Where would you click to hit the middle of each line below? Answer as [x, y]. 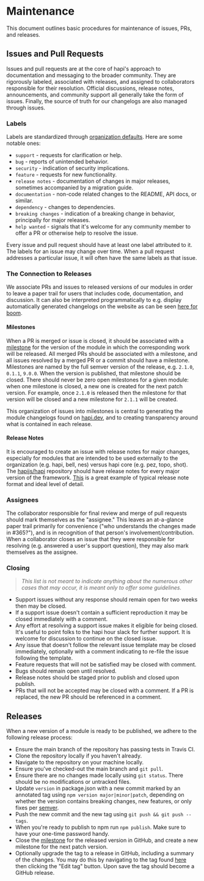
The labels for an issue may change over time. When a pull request [90, 251]
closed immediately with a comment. [61, 619]
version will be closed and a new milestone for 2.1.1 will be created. [92, 399]
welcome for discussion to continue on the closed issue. [86, 639]
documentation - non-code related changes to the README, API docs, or [106, 194]
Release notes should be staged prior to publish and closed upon [97, 677]
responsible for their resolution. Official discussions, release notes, [90, 88]
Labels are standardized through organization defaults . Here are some [95, 137]
